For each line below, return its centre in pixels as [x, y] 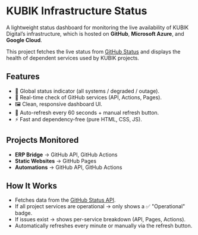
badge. [23, 213]
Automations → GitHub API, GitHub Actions [68, 167]
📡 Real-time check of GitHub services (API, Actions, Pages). [88, 97]
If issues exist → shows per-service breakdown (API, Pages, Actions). [100, 220]
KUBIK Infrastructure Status [77, 11]
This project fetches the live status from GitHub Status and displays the [93, 51]
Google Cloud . [24, 40]
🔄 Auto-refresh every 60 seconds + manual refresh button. [87, 112]
